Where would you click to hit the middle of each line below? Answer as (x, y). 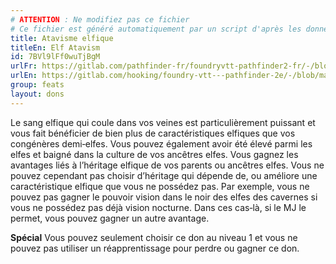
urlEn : (24, 76)
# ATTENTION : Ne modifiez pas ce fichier (100, 19)
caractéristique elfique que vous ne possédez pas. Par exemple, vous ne (160, 186)
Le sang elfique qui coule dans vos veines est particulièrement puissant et (163, 122)
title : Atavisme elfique (62, 38)
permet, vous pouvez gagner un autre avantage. (110, 218)
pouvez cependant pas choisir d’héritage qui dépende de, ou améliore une (164, 175)
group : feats (37, 85)
